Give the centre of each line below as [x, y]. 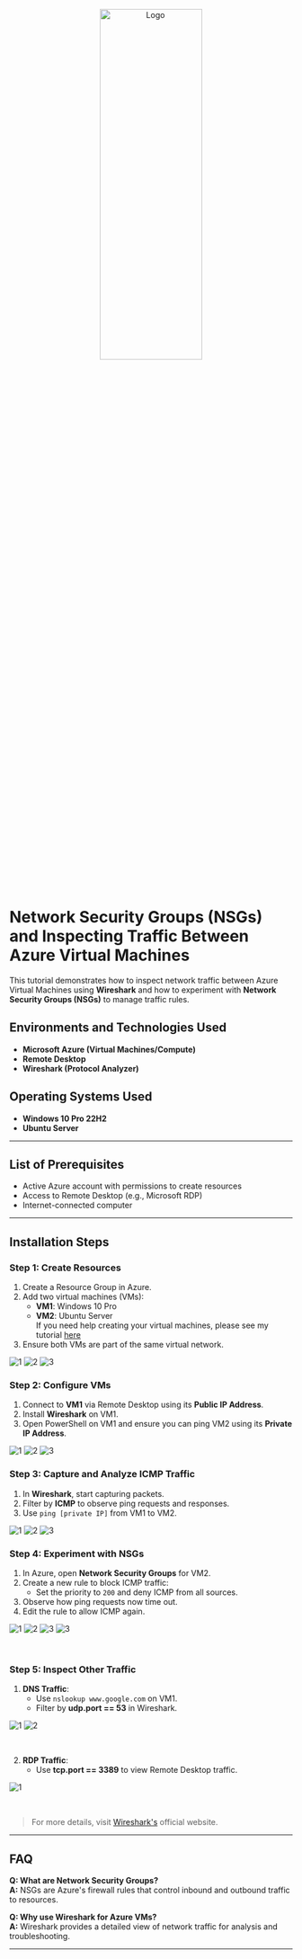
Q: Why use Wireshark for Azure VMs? [83, 1917]
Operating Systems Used [81, 1097]
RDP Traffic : [45, 1760]
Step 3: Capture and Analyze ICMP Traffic [102, 1474]
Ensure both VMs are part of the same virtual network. [123, 1345]
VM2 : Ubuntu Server [74, 1316]
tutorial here [58, 1335]
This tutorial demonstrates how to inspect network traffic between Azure [144, 980]
